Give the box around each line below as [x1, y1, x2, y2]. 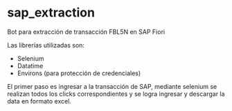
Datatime [17, 61, 44, 70]
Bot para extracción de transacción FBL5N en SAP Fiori [7, 28, 165, 36]
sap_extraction [7, 5, 96, 21]
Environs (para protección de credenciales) [17, 69, 141, 77]
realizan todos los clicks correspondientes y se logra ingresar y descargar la [7, 90, 225, 98]
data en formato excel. [7, 97, 71, 105]
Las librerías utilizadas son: [7, 41, 85, 49]
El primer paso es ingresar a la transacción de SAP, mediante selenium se [7, 82, 217, 90]
